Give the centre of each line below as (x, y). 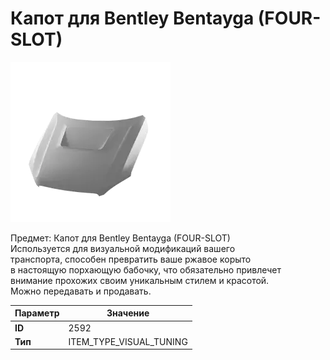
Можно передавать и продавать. (81, 291)
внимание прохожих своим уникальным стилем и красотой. (140, 280)
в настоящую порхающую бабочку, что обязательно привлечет (146, 269)
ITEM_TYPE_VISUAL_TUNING (128, 341)
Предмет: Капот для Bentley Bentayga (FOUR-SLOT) (120, 238)
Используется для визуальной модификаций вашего (123, 248)
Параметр (37, 313)
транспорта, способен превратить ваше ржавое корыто (131, 259)
